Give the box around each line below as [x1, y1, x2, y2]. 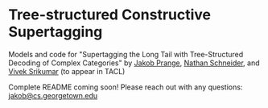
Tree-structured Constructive [8, 6, 212, 24]
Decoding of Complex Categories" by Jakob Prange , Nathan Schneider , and [8, 58, 260, 68]
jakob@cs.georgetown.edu [8, 90, 98, 100]
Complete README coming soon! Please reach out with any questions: [8, 82, 243, 92]
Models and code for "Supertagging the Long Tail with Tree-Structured [8, 49, 244, 59]
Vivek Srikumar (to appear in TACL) [8, 66, 126, 76]
